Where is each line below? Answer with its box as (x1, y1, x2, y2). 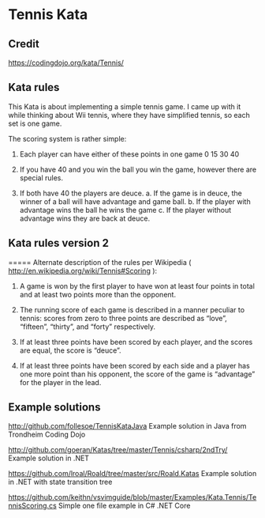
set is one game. (8, 119, 62, 128)
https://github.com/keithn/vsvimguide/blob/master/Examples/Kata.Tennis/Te (8, 493, 257, 502)
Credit (8, 37, 39, 51)
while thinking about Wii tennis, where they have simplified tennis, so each (8, 110, 250, 119)
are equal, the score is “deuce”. (19, 346, 121, 355)
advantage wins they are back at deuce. (19, 214, 151, 223)
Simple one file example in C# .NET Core (58, 501, 191, 511)
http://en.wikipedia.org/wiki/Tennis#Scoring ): (8, 266, 158, 275)
